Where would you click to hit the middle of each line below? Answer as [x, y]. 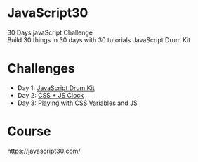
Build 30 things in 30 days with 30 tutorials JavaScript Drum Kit [99, 39]
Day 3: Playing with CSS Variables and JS [78, 103]
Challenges [41, 69]
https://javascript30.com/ [44, 151]
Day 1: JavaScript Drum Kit [56, 88]
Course [29, 131]
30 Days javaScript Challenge [50, 32]
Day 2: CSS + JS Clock [51, 95]
